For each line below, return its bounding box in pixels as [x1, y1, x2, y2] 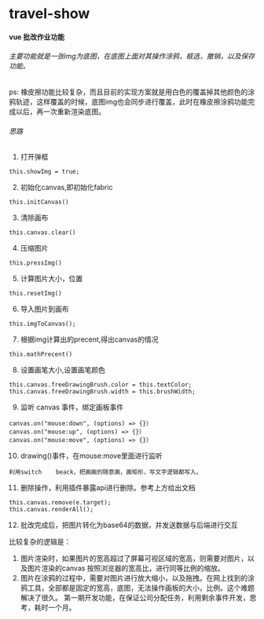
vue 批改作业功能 [9, 32, 65, 42]
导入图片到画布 [20, 304, 69, 314]
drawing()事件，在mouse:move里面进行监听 [20, 451, 163, 460]
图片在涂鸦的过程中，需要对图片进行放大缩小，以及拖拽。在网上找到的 [20, 573, 248, 583]
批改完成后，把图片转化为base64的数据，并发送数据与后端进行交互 [20, 520, 238, 530]
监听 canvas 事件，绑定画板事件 [20, 402, 124, 412]
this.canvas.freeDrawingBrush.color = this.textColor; [9, 381, 192, 389]
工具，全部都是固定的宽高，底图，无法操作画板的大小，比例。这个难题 [27, 583, 255, 593]
